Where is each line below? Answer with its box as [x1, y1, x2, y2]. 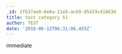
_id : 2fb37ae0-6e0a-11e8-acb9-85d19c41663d [6, 8, 117, 15]
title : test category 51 [6, 14, 68, 20]
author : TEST [6, 20, 39, 26]
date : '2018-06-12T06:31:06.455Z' [6, 25, 93, 32]
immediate [6, 42, 32, 49]
